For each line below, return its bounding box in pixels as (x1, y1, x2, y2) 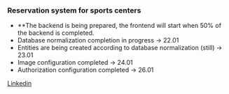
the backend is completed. (17, 29, 95, 37)
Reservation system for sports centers (7, 6, 141, 15)
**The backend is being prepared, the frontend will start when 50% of (17, 22, 222, 30)
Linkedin (7, 79, 32, 88)
